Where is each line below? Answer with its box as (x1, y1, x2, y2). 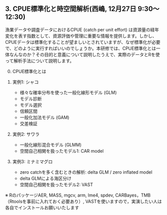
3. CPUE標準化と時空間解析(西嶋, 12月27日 (5, 4, 137, 13)
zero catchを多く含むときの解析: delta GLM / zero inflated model (19, 169, 153, 175)
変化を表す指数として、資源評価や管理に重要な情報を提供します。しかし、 (5, 33, 157, 39)
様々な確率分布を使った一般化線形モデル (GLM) (19, 89, 117, 96)
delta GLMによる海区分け (19, 175, 72, 181)
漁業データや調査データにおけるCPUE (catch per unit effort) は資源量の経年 (5, 26, 160, 32)
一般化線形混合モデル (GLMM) (19, 141, 82, 148)
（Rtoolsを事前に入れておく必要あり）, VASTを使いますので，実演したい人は (5, 198, 162, 204)
